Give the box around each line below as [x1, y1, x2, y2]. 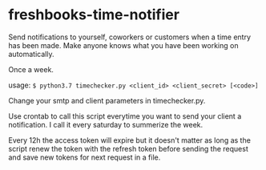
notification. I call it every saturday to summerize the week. [8, 119, 204, 129]
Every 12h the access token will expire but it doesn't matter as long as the [8, 135, 251, 145]
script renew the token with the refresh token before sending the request [8, 144, 248, 153]
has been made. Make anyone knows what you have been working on [8, 40, 239, 50]
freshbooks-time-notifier [8, 6, 180, 24]
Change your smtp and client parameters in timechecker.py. [8, 95, 206, 105]
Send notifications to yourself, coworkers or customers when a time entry [8, 32, 251, 42]
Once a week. [8, 64, 54, 74]
